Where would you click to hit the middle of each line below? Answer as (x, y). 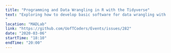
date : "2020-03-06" (26, 33)
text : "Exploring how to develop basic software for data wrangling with (86, 15)
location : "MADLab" (26, 24)
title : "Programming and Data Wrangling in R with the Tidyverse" (78, 10)
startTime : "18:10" (26, 38)
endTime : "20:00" (24, 43)
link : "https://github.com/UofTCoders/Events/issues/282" (68, 29)
